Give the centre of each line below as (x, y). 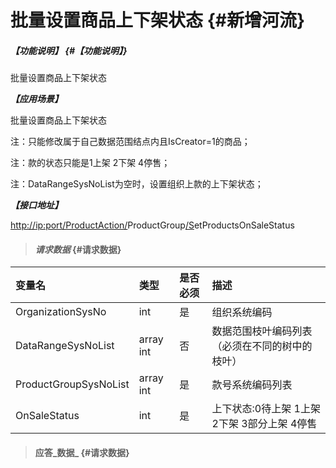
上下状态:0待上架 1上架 (266, 409)
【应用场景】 (36, 99)
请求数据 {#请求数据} (78, 249)
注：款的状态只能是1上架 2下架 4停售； (90, 163)
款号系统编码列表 (252, 385)
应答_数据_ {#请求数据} (82, 452)
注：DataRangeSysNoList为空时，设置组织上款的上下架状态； (137, 184)
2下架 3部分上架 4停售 (264, 424)
